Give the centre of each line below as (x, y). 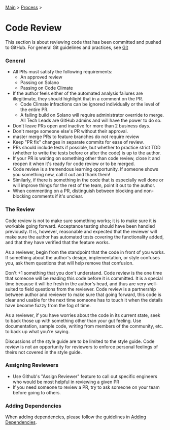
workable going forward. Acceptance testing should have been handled (80, 226)
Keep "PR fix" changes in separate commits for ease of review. (78, 142)
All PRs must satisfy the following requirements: (62, 72)
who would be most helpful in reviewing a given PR (66, 382)
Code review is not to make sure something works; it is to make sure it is (81, 221)
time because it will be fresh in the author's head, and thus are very (76, 284)
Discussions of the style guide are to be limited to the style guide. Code (80, 341)
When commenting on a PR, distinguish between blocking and (78, 191)
